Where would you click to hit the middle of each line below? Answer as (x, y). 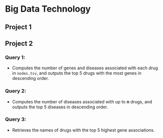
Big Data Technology (48, 9)
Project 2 (19, 43)
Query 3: (16, 119)
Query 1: (15, 57)
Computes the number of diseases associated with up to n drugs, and (82, 101)
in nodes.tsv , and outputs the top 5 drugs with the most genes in (77, 73)
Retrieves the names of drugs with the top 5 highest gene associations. (83, 130)
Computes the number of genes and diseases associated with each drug (85, 68)
